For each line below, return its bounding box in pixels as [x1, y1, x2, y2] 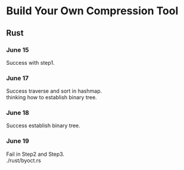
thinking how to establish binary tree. [6, 94, 97, 101]
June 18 [6, 109, 30, 117]
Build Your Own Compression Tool [6, 4, 179, 18]
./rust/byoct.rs [6, 156, 42, 164]
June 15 [6, 46, 29, 54]
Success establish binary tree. [6, 122, 80, 129]
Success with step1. [6, 59, 55, 66]
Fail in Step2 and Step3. [6, 150, 64, 158]
